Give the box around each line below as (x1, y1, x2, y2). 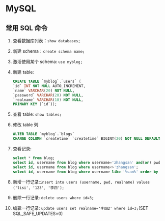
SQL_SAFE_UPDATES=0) (12, 210, 63, 217)
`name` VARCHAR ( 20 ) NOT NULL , (12, 88, 75, 93)
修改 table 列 (12, 122, 39, 128)
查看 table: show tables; (12, 111, 62, 117)
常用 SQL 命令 (5, 24, 48, 32)
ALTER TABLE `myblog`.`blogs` (12, 131, 75, 137)
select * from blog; (12, 156, 55, 160)
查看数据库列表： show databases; (12, 38, 81, 43)
